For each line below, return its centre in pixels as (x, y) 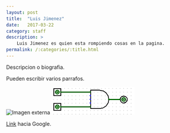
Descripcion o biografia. (35, 67)
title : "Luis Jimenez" (35, 19)
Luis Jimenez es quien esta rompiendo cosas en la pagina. (91, 44)
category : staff (26, 31)
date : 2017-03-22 (30, 25)
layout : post (22, 12)
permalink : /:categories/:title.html (53, 50)
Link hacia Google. (29, 124)
